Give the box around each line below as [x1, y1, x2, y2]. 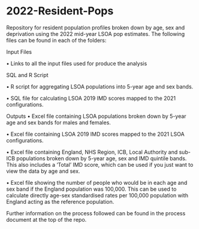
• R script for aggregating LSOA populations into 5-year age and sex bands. [6, 83, 194, 90]
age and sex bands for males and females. [6, 118, 111, 126]
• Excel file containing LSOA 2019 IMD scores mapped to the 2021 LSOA [6, 130, 185, 138]
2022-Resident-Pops [6, 4, 114, 18]
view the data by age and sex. [6, 167, 80, 175]
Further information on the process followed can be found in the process [6, 209, 186, 216]
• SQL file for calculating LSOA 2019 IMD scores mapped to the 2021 [6, 94, 176, 102]
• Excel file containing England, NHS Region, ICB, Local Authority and [6, 148, 178, 155]
